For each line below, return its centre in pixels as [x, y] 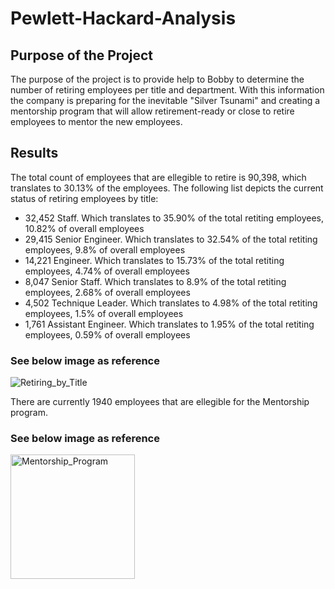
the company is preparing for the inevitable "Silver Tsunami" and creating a [165, 100]
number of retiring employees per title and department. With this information [167, 90]
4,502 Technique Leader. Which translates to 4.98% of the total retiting [171, 303]
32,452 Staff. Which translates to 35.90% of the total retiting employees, [174, 218]
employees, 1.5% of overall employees [104, 313]
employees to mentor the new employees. [96, 121]
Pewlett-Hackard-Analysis [123, 18]
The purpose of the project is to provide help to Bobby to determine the [157, 79]
